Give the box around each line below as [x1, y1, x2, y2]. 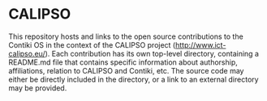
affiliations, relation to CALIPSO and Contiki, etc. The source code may [8, 65, 244, 75]
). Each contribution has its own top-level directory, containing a [45, 48, 260, 58]
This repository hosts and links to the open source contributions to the [8, 32, 243, 41]
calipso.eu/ [8, 48, 46, 58]
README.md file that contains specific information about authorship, [8, 57, 238, 67]
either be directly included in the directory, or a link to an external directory [8, 74, 259, 84]
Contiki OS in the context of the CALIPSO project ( [8, 40, 176, 49]
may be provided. [8, 82, 67, 93]
